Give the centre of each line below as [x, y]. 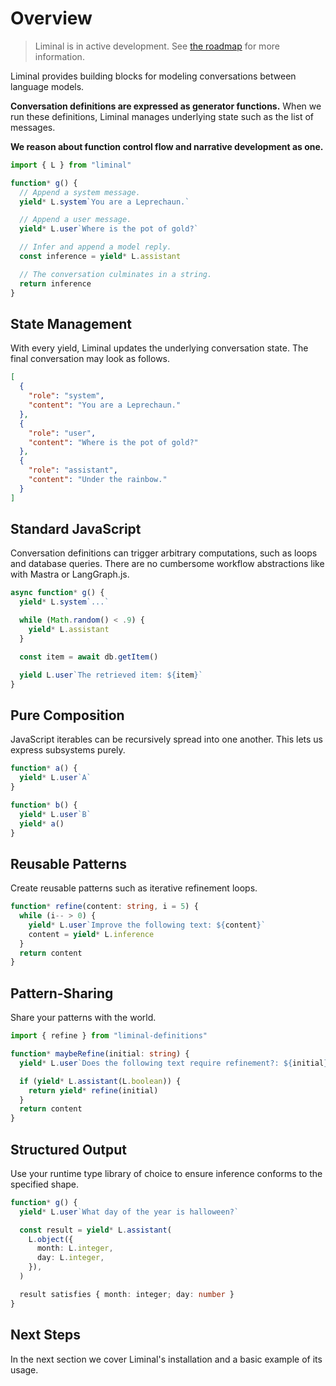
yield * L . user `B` [55, 814]
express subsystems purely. [68, 750]
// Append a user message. [75, 220]
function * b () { [44, 805]
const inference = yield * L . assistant [100, 257]
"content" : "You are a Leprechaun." [105, 405]
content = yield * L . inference [91, 934]
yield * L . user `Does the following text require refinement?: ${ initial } [174, 1063]
